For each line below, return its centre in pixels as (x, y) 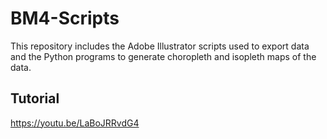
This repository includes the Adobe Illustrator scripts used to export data (160, 46)
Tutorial (35, 98)
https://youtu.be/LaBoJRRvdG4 (75, 123)
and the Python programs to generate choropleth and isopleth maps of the (163, 56)
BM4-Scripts (65, 18)
